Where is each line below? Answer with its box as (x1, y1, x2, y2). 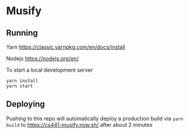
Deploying (6, 99, 45, 109)
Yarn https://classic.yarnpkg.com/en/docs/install (6, 43, 125, 50)
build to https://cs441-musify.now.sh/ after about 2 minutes (6, 121, 153, 128)
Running (6, 28, 39, 38)
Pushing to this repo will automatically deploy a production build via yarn (6, 114, 184, 122)
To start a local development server (6, 66, 93, 74)
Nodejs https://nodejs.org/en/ (6, 55, 79, 62)
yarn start (6, 83, 33, 89)
